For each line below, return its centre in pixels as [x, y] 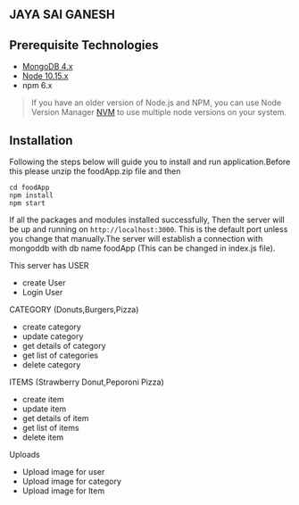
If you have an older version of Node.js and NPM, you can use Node [156, 103]
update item [44, 409]
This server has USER [49, 266]
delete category [51, 365]
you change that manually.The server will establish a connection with [136, 239]
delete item [43, 437]
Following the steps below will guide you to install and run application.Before [150, 162]
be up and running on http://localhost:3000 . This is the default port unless [149, 229]
